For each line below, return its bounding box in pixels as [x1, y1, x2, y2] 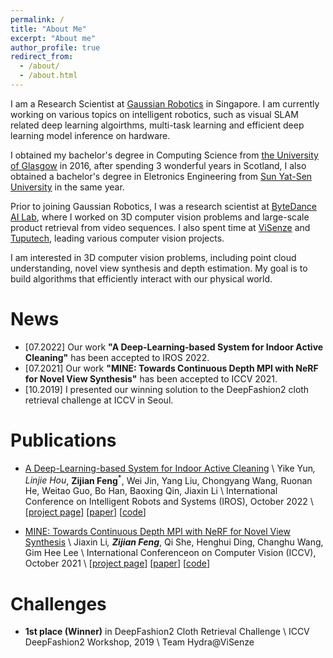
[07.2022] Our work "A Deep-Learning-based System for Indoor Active [24, 341, 324, 353]
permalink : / [10, 14, 65, 25]
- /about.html [19, 71, 78, 81]
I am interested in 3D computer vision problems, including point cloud [10, 251, 297, 263]
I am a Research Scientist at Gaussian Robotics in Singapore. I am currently [10, 97, 320, 110]
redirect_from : [10, 52, 74, 62]
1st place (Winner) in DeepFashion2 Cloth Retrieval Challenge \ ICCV [24, 626, 310, 638]
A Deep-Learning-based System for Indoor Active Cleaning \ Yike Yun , [24, 462, 317, 474]
